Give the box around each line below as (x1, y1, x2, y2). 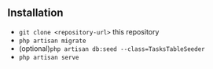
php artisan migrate (18, 37, 86, 45)
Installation (7, 6, 64, 20)
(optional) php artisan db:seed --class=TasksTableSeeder (18, 43, 205, 53)
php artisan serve (18, 53, 79, 61)
